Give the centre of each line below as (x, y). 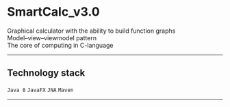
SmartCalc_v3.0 (54, 12)
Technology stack (46, 73)
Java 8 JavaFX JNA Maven (40, 90)
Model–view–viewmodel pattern (52, 37)
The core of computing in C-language (60, 45)
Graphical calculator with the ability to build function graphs (91, 31)
